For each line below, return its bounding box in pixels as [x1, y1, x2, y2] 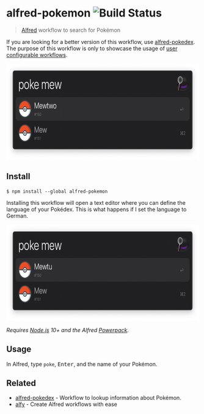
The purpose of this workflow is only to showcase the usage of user [6, 45, 178, 52]
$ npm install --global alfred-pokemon [6, 188, 108, 194]
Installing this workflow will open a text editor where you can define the [6, 199, 186, 206]
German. [6, 212, 29, 220]
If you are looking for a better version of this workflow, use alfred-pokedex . [6, 38, 195, 45]
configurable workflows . [6, 51, 68, 58]
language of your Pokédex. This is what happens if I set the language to [6, 205, 187, 213]
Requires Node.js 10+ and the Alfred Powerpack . [6, 326, 129, 333]
